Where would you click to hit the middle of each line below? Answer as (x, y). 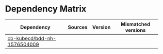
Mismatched (135, 24)
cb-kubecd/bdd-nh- (32, 38)
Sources (78, 27)
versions (136, 30)
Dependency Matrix (46, 9)
